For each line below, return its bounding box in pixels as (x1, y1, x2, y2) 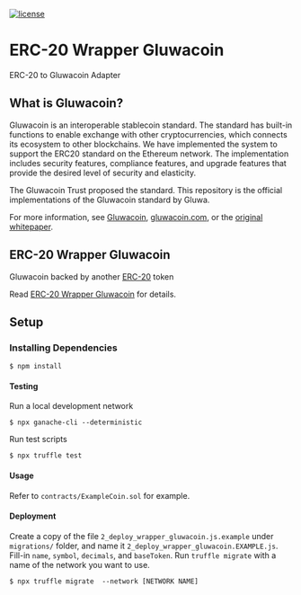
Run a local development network (9, 401, 134, 412)
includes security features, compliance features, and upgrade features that (9, 157, 288, 168)
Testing (9, 380, 39, 391)
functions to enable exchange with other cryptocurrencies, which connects (9, 129, 288, 139)
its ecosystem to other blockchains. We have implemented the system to (9, 138, 279, 149)
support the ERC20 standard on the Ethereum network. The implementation (9, 148, 289, 159)
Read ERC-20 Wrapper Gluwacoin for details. (9, 289, 177, 299)
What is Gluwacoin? (9, 95, 124, 111)
